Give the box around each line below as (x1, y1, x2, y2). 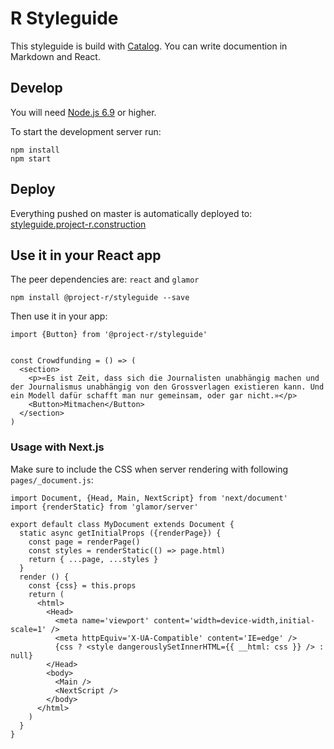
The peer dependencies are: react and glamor (10, 273, 200, 286)
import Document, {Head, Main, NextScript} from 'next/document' (10, 493, 288, 503)
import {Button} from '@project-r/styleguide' (10, 330, 208, 340)
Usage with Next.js (10, 440, 105, 454)
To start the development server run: (10, 125, 162, 137)
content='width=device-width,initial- (153, 615, 315, 626)
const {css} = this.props (28, 580, 137, 591)
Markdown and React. (10, 50, 101, 62)
